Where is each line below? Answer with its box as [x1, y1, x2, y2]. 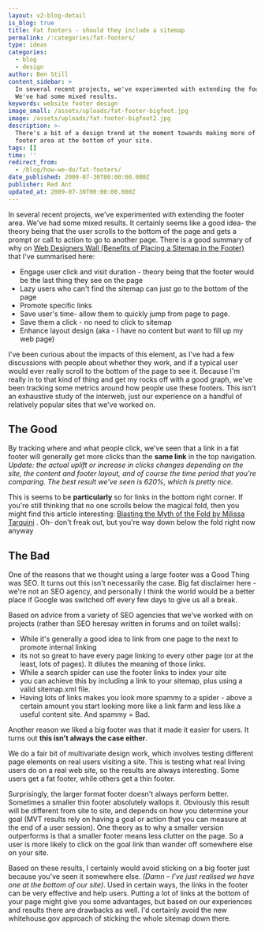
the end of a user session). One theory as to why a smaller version [8, 823, 224, 832]
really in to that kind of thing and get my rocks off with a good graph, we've [8, 375, 253, 384]
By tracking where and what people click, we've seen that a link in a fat [8, 443, 239, 453]
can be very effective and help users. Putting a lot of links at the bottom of [8, 888, 250, 898]
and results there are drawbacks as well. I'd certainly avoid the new [8, 906, 227, 915]
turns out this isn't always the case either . [8, 733, 148, 743]
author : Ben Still [8, 70, 69, 78]
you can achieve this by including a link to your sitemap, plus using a [19, 677, 243, 686]
